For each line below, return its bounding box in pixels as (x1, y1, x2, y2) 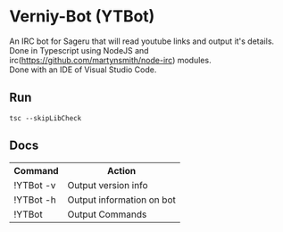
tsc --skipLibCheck (9, 113, 82, 122)
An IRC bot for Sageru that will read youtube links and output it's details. (9, 36, 275, 46)
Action (106, 164, 137, 177)
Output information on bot (67, 194, 176, 206)
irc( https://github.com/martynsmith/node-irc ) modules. (9, 54, 212, 65)
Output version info (67, 178, 148, 191)
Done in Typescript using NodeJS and (9, 45, 149, 55)
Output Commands (67, 208, 147, 220)
